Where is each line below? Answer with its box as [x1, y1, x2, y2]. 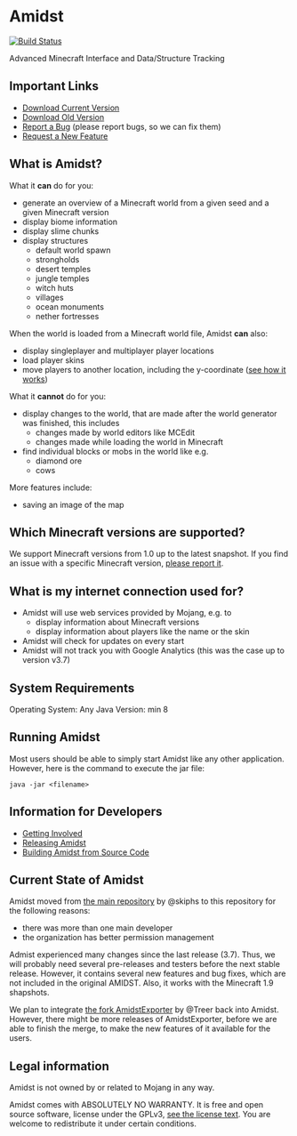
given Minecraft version [21, 206, 109, 217]
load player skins [21, 354, 84, 366]
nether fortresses [35, 310, 100, 321]
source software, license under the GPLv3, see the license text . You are [9, 1109, 271, 1120]
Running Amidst [9, 729, 100, 745]
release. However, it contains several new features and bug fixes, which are [9, 968, 286, 979]
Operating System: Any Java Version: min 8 [9, 705, 169, 714]
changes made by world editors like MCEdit [35, 427, 196, 438]
